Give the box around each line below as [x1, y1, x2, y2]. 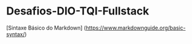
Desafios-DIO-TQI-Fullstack [6, 4, 150, 18]
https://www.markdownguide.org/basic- [85, 24, 186, 31]
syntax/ [6, 30, 25, 37]
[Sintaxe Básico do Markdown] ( [6, 24, 86, 31]
